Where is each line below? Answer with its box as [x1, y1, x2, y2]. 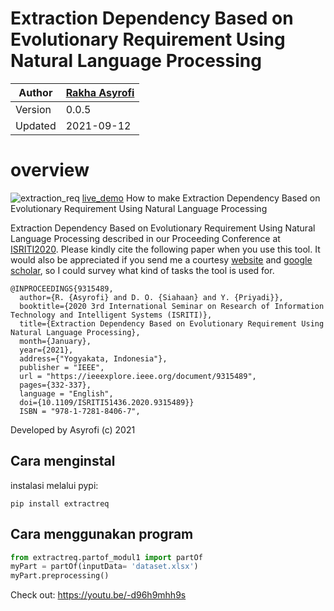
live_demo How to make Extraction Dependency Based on [81, 192, 321, 204]
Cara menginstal [10, 453, 116, 470]
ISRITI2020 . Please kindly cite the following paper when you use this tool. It [10, 243, 321, 255]
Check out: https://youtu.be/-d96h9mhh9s [10, 589, 187, 601]
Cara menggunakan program [10, 526, 194, 543]
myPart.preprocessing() [10, 571, 110, 581]
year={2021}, [19, 345, 74, 355]
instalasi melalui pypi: [10, 479, 99, 491]
